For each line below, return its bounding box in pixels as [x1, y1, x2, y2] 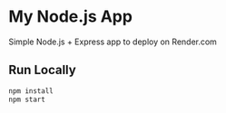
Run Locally [8, 62, 76, 78]
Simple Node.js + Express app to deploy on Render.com [8, 36, 217, 47]
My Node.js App [8, 6, 133, 27]
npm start [8, 95, 46, 104]
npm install [8, 86, 54, 96]
